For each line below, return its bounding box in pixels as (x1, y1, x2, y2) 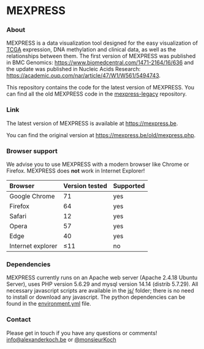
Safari (9, 212, 26, 220)
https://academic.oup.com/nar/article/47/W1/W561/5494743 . (6, 72, 161, 80)
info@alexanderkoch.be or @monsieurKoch (6, 336, 116, 343)
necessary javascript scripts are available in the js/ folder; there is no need (6, 287, 194, 295)
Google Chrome (9, 192, 55, 201)
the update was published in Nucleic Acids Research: (6, 66, 141, 73)
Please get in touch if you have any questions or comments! (6, 329, 157, 337)
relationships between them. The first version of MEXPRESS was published (6, 53, 196, 60)
